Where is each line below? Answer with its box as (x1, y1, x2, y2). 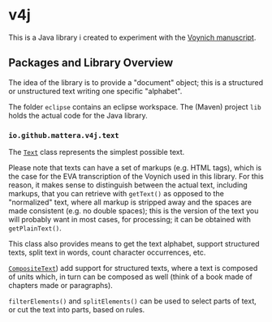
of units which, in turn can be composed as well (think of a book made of (8, 272, 253, 281)
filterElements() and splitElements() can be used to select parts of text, (8, 296, 257, 306)
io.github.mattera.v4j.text (8, 131, 119, 140)
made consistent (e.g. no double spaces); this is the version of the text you (8, 206, 259, 216)
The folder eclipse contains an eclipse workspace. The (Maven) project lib (8, 101, 261, 111)
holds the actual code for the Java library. (8, 110, 148, 120)
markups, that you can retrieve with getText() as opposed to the (8, 189, 225, 199)
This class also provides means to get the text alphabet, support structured (8, 239, 260, 249)
